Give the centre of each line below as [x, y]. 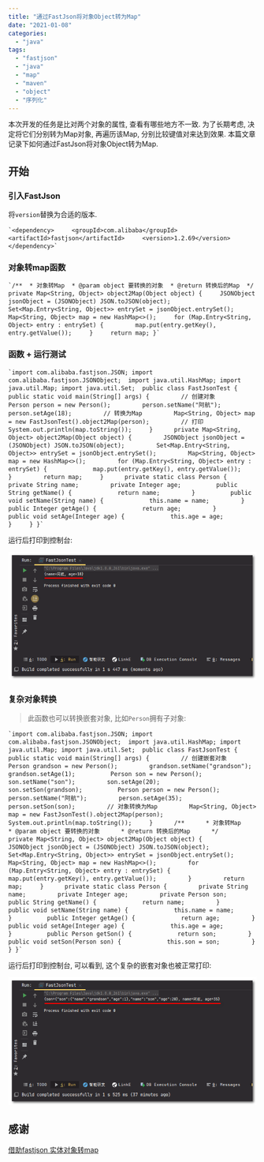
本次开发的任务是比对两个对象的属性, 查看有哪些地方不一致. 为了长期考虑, [127, 124]
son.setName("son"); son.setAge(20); [84, 782]
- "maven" [31, 83]
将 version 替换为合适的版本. [53, 215]
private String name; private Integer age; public [123, 485]
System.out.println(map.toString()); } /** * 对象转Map [125, 823]
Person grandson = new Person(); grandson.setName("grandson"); [130, 766]
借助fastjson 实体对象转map [54, 1149]
